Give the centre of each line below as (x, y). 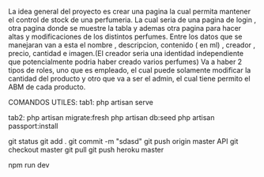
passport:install (33, 126)
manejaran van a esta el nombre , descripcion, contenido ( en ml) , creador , (132, 45)
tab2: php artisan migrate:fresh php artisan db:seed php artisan (111, 117)
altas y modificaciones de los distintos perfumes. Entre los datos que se (125, 36)
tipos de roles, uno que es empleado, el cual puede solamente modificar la (130, 70)
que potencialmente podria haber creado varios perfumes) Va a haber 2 (125, 62)
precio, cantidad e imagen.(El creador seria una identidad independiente (126, 53)
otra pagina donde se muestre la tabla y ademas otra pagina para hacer (125, 28)
